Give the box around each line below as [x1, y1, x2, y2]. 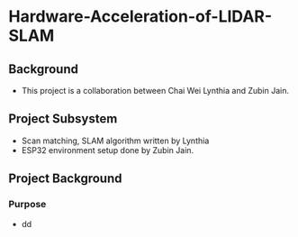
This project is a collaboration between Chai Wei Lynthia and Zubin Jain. [21, 86, 290, 96]
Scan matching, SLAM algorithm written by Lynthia [21, 135, 210, 146]
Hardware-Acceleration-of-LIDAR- [8, 6, 273, 27]
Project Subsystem [8, 111, 118, 127]
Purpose [8, 198, 47, 211]
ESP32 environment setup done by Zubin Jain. [21, 144, 194, 155]
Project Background [8, 171, 122, 187]
